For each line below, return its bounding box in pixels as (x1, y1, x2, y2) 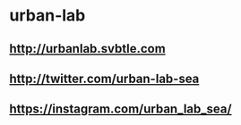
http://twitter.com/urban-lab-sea (9, 71, 200, 86)
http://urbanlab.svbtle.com (9, 41, 166, 56)
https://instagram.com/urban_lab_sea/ (9, 102, 232, 117)
